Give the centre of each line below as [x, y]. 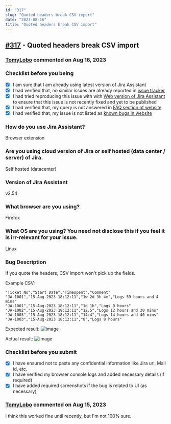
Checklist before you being [40, 73]
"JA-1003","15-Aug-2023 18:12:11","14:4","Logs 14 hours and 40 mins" [82, 315]
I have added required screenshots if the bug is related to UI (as [80, 386]
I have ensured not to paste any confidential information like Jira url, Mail [89, 363]
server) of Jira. [24, 158]
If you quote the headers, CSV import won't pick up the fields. [70, 273]
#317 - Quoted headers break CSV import [72, 45]
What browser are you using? [43, 207]
